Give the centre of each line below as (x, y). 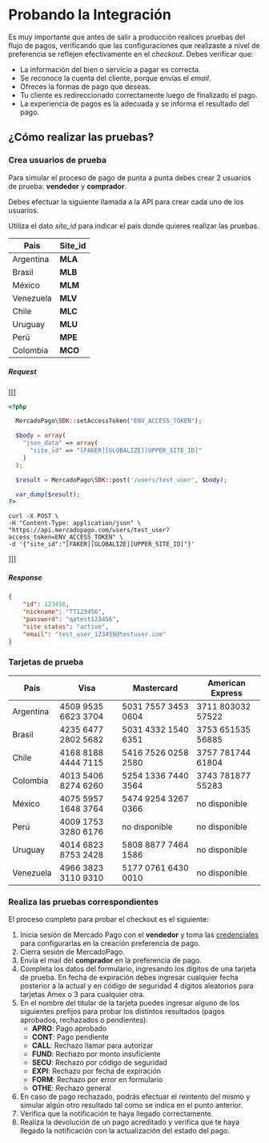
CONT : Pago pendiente (70, 1037)
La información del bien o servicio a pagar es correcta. (110, 69)
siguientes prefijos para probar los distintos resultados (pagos (122, 1012)
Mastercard (155, 688)
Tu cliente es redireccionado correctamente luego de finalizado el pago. (139, 95)
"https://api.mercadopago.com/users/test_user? (89, 531)
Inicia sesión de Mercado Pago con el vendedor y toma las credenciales (139, 935)
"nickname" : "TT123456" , (64, 612)
